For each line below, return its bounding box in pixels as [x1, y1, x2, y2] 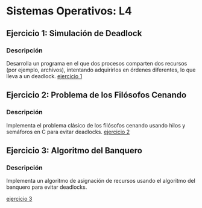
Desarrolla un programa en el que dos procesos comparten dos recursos [6, 60, 188, 67]
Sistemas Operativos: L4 [6, 4, 133, 18]
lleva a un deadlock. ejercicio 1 [6, 72, 83, 79]
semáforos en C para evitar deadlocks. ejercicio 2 [6, 128, 130, 135]
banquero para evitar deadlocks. [6, 183, 87, 191]
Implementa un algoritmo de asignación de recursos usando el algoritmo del [6, 177, 196, 185]
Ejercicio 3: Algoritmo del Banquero [6, 145, 143, 156]
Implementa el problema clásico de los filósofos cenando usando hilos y [6, 121, 186, 129]
